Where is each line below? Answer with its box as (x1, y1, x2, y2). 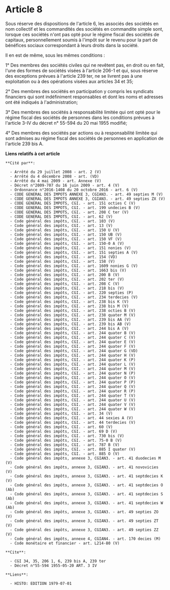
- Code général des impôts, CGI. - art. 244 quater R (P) (10, 389, 136, 394)
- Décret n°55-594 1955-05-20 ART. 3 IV (10, 563, 97, 568)
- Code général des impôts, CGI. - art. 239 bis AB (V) (10, 321, 131, 327)
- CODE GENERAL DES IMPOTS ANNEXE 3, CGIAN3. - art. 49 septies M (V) (10, 192, 163, 197)
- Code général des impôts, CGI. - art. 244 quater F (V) (10, 344, 136, 349)
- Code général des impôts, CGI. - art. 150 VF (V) (10, 236, 123, 241)
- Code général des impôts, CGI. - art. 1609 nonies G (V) (10, 263, 138, 268)
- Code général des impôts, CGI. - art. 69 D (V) (10, 428, 117, 434)
